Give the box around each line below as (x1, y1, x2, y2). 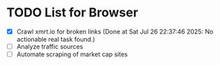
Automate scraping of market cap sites (16, 50, 128, 59)
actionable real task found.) (16, 36, 95, 43)
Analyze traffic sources (16, 42, 84, 51)
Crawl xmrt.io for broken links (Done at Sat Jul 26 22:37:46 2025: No (16, 27, 214, 36)
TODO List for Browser (6, 5, 139, 21)
